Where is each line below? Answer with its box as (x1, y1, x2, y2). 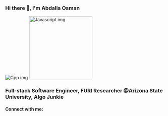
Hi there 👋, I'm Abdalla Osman (5, 5, 80, 12)
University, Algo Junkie (5, 93, 64, 100)
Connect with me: (5, 106, 44, 112)
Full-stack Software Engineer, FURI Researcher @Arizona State (5, 87, 163, 94)
